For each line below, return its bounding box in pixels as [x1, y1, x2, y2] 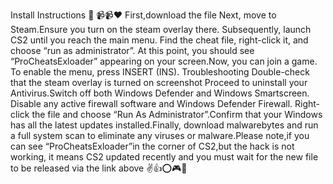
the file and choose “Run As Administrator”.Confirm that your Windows [31, 109, 323, 120]
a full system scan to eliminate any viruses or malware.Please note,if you [10, 130, 310, 141]
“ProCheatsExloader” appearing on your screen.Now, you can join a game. [10, 55, 318, 67]
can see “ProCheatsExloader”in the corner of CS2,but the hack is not [10, 140, 295, 152]
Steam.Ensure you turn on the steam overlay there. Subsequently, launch [10, 24, 312, 35]
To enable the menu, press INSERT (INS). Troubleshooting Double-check [10, 66, 310, 78]
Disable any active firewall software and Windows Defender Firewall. [10, 98, 293, 109]
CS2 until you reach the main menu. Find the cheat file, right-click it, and [10, 34, 309, 46]
